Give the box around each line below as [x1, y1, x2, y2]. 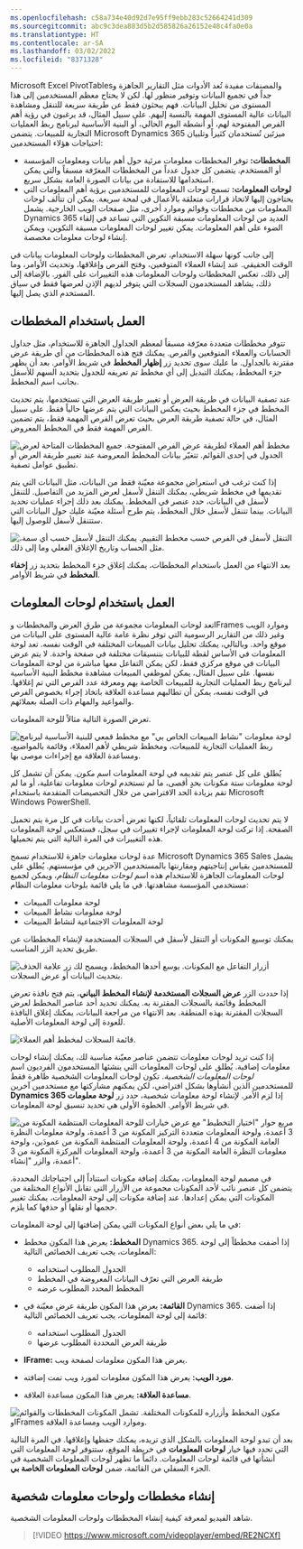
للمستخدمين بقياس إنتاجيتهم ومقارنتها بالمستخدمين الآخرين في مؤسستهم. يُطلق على [10, 859, 294, 871]
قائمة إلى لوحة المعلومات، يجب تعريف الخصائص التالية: [23, 1310, 207, 1321]
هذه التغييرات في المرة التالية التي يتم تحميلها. [10, 832, 163, 844]
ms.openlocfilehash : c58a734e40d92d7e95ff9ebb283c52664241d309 [10, 13, 253, 23]
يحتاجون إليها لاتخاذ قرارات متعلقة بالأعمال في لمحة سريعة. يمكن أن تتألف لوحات [23, 193, 294, 204]
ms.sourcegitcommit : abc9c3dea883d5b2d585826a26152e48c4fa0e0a [10, 22, 253, 31]
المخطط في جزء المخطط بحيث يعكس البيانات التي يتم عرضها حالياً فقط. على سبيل [10, 403, 289, 413]
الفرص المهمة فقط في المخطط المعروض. [10, 422, 152, 433]
